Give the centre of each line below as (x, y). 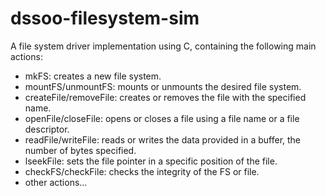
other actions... (56, 182)
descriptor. (47, 129)
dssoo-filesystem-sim (105, 18)
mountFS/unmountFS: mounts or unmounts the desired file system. (163, 86)
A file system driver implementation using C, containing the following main (163, 46)
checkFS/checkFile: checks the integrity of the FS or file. (142, 171)
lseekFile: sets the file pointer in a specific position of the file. (151, 161)
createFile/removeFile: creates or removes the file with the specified (165, 97)
